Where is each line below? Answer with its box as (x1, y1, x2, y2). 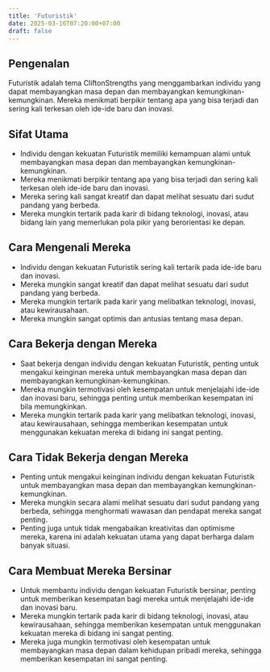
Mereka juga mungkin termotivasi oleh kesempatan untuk (19, 637, 211, 647)
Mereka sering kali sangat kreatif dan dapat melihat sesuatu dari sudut (19, 191, 255, 201)
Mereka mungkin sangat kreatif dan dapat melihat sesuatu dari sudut (19, 279, 249, 289)
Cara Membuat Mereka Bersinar (8, 564, 172, 577)
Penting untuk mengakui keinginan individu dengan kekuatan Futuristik (19, 472, 255, 481)
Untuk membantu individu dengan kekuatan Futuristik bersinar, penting (19, 586, 256, 595)
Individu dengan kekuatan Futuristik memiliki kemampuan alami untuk (19, 149, 251, 158)
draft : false (8, 27, 52, 35)
